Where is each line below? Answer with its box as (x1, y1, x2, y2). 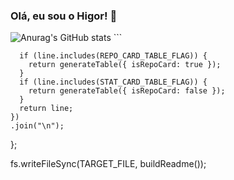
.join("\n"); (10, 121, 65, 131)
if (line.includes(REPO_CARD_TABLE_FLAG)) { (19, 51, 208, 61)
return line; (19, 104, 74, 114)
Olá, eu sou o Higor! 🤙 (10, 9, 118, 23)
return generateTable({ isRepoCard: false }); (28, 86, 226, 96)
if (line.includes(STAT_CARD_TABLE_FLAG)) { (19, 77, 208, 88)
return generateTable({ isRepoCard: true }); (28, 60, 222, 70)
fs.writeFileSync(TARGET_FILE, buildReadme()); (10, 158, 207, 170)
